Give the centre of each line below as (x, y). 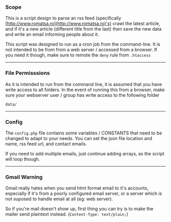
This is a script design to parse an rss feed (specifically (63, 18)
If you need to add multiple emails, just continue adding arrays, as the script (85, 153)
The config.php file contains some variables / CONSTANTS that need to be (84, 133)
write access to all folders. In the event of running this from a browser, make (85, 90)
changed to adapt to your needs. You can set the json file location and (79, 138)
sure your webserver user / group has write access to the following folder (82, 95)
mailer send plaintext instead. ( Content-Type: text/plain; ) (67, 214)
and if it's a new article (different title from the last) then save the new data (83, 29)
